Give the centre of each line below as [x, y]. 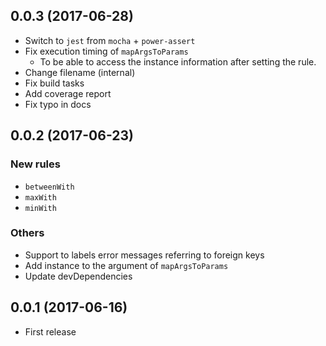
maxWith [40, 197]
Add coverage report [68, 93]
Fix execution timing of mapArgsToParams [106, 51]
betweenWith [49, 187]
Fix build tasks [54, 83]
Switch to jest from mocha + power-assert [110, 40]
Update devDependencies [78, 276]
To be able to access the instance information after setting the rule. [178, 61]
